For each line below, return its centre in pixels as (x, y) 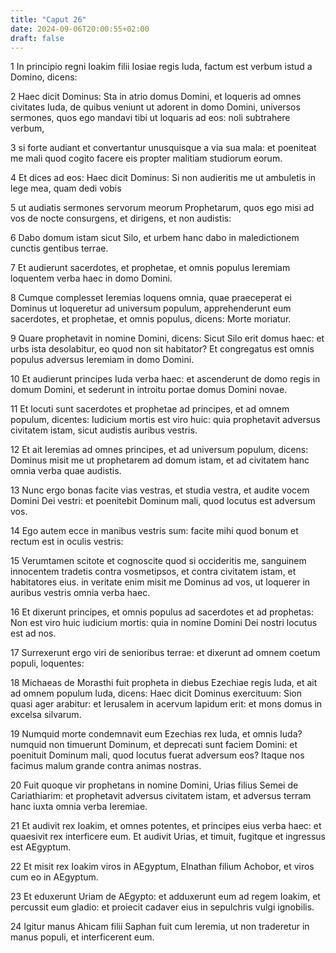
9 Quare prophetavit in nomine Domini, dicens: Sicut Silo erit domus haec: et (167, 338)
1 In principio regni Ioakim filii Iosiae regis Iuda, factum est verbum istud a (161, 67)
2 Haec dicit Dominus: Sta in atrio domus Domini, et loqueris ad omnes (156, 97)
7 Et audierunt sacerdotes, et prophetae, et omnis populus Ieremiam (150, 268)
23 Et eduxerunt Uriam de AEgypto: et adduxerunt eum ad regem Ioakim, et (165, 897)
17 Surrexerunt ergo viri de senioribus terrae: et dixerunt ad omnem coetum (165, 653)
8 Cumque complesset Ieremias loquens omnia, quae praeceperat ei (151, 298)
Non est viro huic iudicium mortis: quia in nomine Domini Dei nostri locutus (164, 623)
